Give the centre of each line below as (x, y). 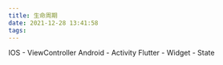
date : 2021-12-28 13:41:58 (53, 23)
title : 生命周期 (33, 15)
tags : (17, 30)
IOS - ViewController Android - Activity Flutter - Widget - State (111, 53)
